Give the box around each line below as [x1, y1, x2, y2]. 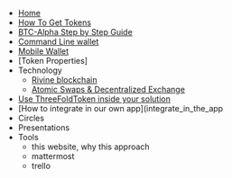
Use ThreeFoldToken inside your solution [17, 93, 172, 104]
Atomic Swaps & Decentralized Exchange [31, 85, 185, 94]
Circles [17, 112, 45, 123]
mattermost [31, 151, 75, 161]
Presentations [17, 122, 70, 133]
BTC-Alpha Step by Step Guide [17, 27, 133, 37]
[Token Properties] [17, 56, 88, 66]
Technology [17, 65, 63, 76]
